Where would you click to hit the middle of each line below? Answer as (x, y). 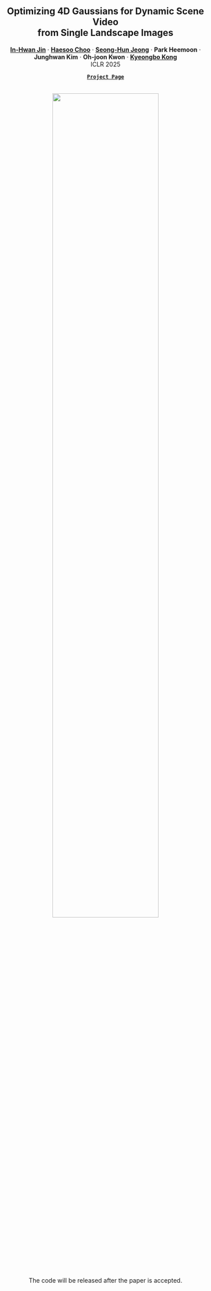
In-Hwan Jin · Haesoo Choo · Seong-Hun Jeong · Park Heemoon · (105, 49)
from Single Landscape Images (105, 33)
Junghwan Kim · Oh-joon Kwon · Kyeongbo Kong (105, 57)
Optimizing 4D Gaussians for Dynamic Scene (105, 11)
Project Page (105, 77)
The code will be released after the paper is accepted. (105, 1280)
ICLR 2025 (105, 64)
